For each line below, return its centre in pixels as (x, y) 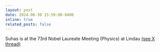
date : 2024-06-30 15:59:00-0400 (39, 15)
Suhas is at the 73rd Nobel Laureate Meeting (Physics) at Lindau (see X (80, 39)
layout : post (19, 10)
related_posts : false (28, 24)
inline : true (19, 19)
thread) (13, 44)
